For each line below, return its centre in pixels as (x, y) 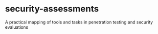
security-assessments (52, 9)
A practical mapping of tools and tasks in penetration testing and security (79, 22)
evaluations (17, 27)
